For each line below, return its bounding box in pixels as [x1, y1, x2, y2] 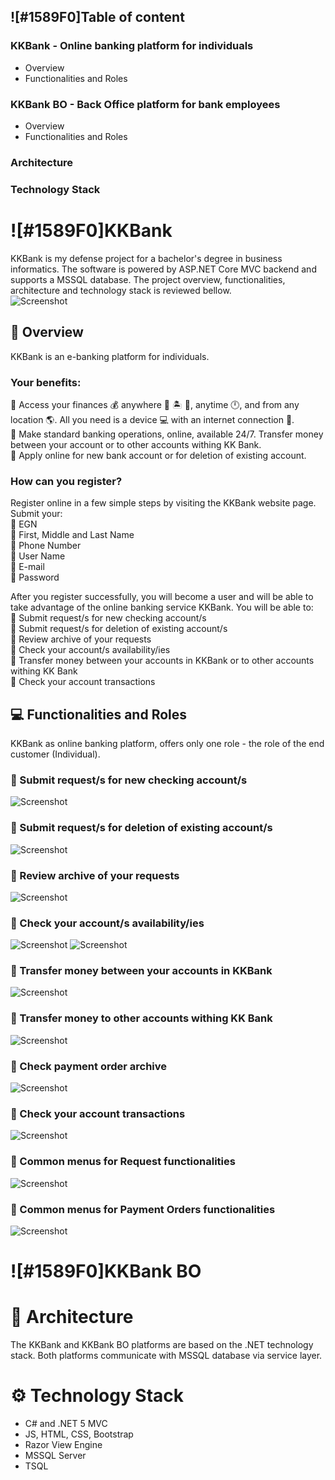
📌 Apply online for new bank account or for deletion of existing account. [10, 449, 307, 461]
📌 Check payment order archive [10, 1059, 168, 1073]
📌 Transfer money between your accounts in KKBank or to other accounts [10, 655, 315, 667]
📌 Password [10, 571, 60, 584]
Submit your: [10, 508, 63, 520]
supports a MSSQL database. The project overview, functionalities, [10, 273, 286, 285]
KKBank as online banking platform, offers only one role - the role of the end [10, 737, 325, 749]
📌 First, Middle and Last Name [10, 529, 135, 541]
